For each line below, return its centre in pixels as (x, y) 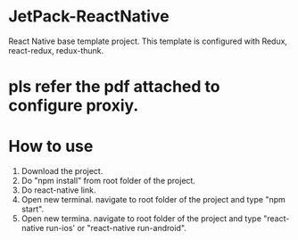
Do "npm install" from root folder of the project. (108, 181)
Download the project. (62, 171)
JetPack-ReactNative (89, 17)
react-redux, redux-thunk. (56, 50)
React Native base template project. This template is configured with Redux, (148, 41)
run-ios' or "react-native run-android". (116, 228)
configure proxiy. (74, 106)
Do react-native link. (58, 190)
